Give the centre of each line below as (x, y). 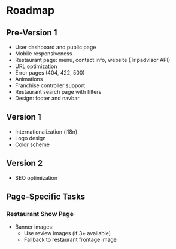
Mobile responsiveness (43, 54)
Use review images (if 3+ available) (67, 233)
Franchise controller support (50, 85)
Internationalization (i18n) (46, 131)
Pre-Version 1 (32, 33)
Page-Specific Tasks (46, 197)
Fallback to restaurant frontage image (70, 240)
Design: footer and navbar (47, 98)
